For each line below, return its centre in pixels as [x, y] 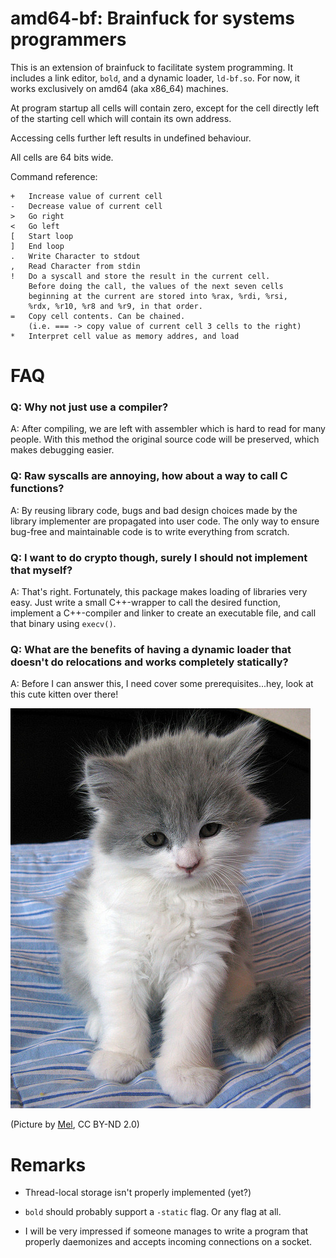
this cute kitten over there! [64, 694]
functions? [37, 489]
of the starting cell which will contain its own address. [121, 118]
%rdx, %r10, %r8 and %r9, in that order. [115, 306]
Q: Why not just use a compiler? [89, 407]
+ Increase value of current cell [86, 196]
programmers [68, 39]
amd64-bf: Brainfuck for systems [153, 18]
